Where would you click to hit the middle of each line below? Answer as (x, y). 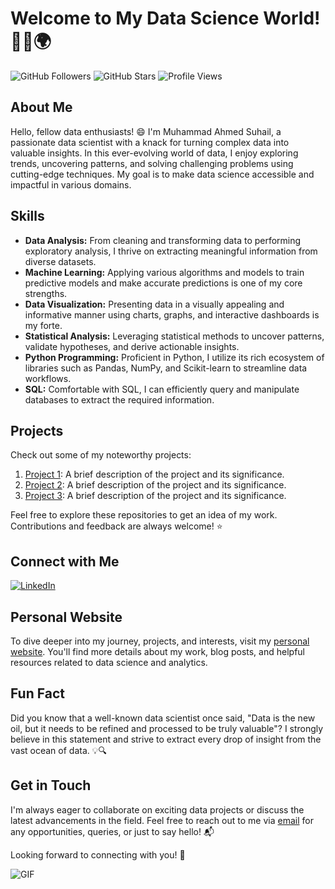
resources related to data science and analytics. (109, 662)
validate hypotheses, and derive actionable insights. (132, 346)
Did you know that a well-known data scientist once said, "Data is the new (163, 718)
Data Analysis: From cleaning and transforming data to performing (163, 240)
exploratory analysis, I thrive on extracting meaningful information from (171, 251)
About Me (41, 107)
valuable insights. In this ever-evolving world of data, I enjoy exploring (154, 153)
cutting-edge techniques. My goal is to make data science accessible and (162, 174)
